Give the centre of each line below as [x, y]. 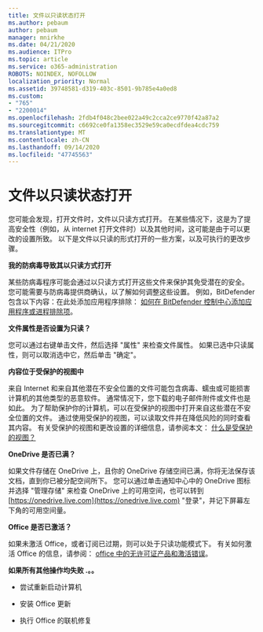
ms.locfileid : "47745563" [50, 154]
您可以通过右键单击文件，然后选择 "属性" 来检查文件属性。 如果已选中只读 [128, 345]
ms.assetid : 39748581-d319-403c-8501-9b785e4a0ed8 [93, 89]
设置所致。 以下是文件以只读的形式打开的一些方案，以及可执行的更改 [133, 239]
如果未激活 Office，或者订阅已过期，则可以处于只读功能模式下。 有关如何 [126, 544]
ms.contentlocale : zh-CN [49, 140]
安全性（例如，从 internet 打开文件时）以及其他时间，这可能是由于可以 [129, 229]
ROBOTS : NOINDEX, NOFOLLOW [52, 74]
